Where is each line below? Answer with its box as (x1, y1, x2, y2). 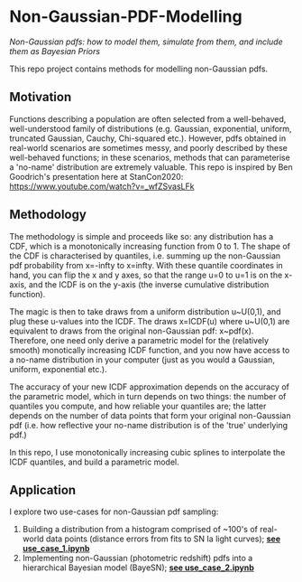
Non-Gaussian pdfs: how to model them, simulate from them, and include (9, 36, 283, 47)
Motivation (9, 89, 72, 105)
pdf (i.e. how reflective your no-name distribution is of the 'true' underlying (9, 419, 288, 430)
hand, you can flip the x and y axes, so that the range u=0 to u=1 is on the (9, 269, 283, 280)
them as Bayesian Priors (9, 45, 101, 56)
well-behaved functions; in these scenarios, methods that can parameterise (9, 152, 290, 163)
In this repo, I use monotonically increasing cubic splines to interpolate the (9, 446, 286, 457)
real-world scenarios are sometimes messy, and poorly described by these (9, 142, 288, 153)
